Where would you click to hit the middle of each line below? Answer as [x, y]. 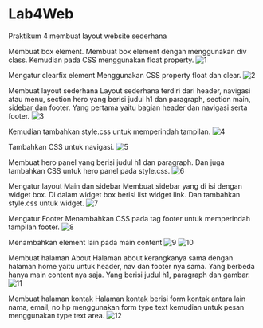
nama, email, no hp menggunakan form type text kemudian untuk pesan [126, 307]
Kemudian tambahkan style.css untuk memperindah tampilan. [110, 131]
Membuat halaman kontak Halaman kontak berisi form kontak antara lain [127, 299]
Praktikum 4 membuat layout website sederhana [88, 36]
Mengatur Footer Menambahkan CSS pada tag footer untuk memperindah [130, 218]
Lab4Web [41, 14]
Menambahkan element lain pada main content [85, 242]
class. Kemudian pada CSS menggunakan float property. [101, 60]
